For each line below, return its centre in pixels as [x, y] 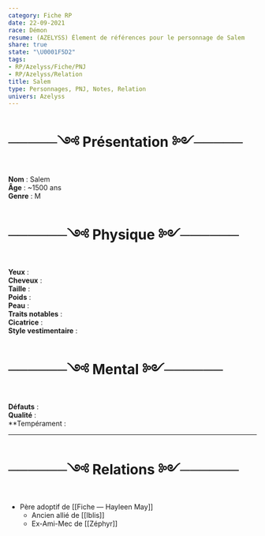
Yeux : [19, 272]
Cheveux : [25, 280]
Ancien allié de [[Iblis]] [68, 515]
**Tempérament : [37, 424]
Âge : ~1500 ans [35, 188]
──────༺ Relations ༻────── [123, 470]
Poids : [20, 298]
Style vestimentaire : [43, 331]
